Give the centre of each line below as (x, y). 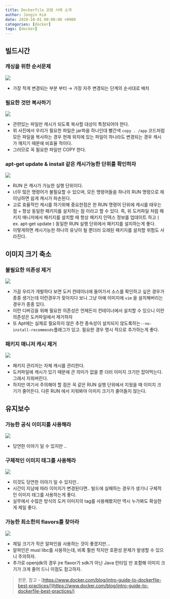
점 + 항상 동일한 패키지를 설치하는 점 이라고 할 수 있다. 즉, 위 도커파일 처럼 (86, 211)
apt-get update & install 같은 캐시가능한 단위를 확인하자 (71, 164)
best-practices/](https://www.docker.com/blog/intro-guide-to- (83, 585)
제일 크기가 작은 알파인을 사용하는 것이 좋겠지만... (61, 544)
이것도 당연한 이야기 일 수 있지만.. (46, 482)
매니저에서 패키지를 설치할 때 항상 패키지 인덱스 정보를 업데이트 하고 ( (91, 217)
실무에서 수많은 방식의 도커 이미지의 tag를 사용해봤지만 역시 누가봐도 (80, 501)
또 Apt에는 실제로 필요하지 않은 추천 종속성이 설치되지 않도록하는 (76, 323)
